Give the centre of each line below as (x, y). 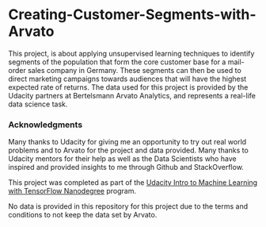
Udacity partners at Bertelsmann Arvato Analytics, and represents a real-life (132, 95)
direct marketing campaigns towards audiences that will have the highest (127, 79)
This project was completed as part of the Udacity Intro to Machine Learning (133, 183)
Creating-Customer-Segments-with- (132, 15)
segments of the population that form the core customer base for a (117, 62)
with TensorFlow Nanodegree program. (72, 191)
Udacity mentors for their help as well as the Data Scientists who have (122, 159)
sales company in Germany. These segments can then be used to (134, 70)
